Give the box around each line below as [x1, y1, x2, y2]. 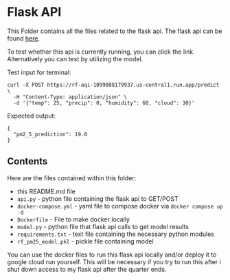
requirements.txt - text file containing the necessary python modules [16, 230, 215, 238]
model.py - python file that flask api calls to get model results [16, 222, 189, 230]
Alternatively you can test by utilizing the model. [7, 54, 143, 63]
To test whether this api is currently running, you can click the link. [7, 47, 195, 56]
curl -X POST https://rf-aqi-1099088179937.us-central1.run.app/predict [7, 81, 220, 88]
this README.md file [16, 187, 76, 195]
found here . [7, 34, 40, 42]
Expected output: [7, 111, 56, 120]
